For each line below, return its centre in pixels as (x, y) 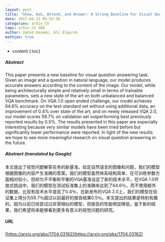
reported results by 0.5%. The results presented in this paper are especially (82, 121)
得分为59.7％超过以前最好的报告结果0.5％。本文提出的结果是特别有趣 (88, 198)
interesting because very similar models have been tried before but (73, 127)
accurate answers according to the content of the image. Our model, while (80, 85)
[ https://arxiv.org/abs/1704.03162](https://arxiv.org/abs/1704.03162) (74, 234)
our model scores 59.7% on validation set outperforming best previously (78, 117)
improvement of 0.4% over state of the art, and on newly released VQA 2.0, (81, 111)
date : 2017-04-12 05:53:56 (33, 19)
